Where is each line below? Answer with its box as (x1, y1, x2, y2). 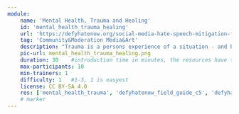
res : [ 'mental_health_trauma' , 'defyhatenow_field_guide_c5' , (20, 89, 208, 96)
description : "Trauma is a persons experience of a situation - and (20, 43, 228, 50)
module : (7, 10, 31, 18)
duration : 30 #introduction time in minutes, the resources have (20, 57, 228, 64)
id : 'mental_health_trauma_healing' (20, 23, 129, 30)
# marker (20, 96, 46, 103)
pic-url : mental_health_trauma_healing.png (20, 50, 152, 57)
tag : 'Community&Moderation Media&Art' (20, 37, 139, 44)
